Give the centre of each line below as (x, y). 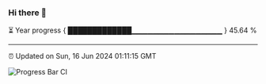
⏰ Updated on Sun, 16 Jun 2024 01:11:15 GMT (82, 56)
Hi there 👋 (28, 13)
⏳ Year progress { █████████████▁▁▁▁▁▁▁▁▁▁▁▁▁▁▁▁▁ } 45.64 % (133, 30)
